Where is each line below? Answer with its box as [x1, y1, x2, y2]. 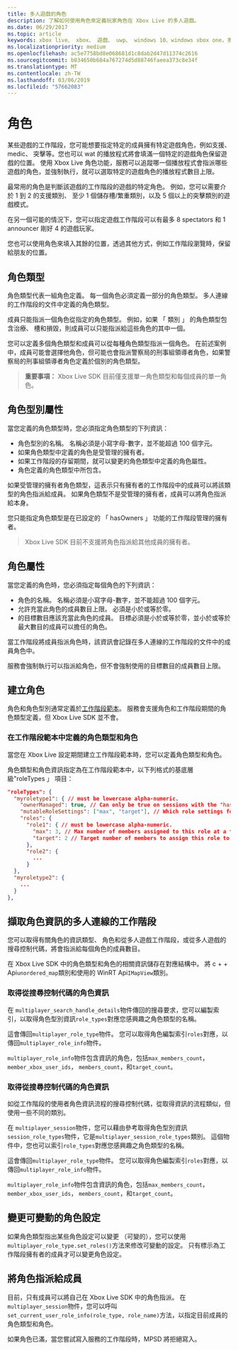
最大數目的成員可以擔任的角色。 [17, 622, 111, 631]
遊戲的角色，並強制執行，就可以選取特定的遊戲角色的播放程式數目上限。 [7, 168, 218, 176]
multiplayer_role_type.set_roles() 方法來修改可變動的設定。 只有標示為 [7, 1241, 220, 1249]
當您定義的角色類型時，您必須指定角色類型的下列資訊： [7, 423, 169, 432]
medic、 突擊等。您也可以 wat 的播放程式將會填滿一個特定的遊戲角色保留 [7, 150, 222, 158]
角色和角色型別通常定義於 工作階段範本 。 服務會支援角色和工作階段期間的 [7, 704, 220, 713]
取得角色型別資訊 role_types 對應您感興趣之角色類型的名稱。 [25, 1014, 200, 1023]
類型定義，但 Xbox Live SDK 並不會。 [13, 713, 123, 722]
